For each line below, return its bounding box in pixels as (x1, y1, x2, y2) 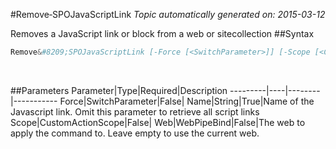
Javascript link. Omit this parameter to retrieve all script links (10, 105, 260, 118)
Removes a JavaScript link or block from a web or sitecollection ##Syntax (10, 28, 315, 39)
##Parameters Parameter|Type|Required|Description (10, 84, 228, 96)
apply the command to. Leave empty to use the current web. (10, 127, 260, 139)
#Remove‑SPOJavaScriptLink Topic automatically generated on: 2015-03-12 (10, 9, 326, 20)
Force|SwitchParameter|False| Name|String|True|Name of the (59, 95, 315, 107)
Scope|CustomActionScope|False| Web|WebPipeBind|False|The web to (10, 116, 306, 128)
